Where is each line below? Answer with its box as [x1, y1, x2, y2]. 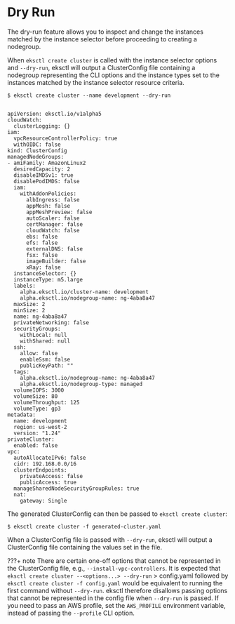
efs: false [25, 239, 58, 246]
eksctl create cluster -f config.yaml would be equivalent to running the [7, 578, 223, 587]
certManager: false [25, 220, 83, 228]
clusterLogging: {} [13, 122, 71, 130]
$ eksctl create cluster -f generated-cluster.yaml [7, 523, 161, 530]
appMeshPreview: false [25, 208, 93, 215]
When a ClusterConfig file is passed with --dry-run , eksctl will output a [7, 535, 213, 544]
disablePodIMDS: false [13, 178, 80, 185]
